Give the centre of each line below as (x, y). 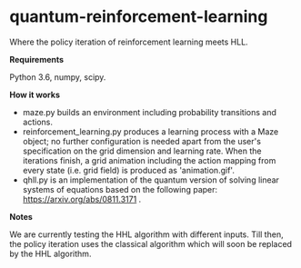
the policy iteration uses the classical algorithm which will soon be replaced (151, 243)
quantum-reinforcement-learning (139, 17)
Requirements (37, 59)
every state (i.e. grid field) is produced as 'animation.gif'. (128, 170)
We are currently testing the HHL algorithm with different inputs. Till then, (146, 234)
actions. (37, 122)
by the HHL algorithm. (50, 253)
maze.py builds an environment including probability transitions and (150, 112)
